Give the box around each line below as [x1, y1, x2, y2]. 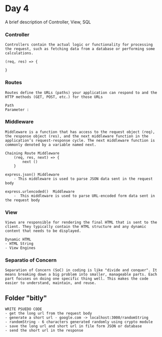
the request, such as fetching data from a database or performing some [5, 47, 155, 52]
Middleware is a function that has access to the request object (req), [5, 130, 155, 134]
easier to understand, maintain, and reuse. [5, 281, 97, 285]
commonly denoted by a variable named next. [5, 142, 97, 147]
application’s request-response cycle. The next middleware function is [5, 138, 155, 143]
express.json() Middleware [5, 172, 60, 177]
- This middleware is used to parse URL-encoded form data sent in [14, 193, 155, 198]
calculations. [5, 51, 34, 56]
